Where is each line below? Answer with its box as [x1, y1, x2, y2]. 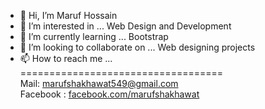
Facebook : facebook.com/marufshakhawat [19, 88, 200, 100]
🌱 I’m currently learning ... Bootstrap [19, 31, 169, 42]
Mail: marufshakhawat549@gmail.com [19, 78, 179, 89]
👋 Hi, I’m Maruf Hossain [19, 10, 118, 21]
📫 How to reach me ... [19, 53, 113, 64]
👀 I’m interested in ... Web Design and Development [19, 20, 232, 32]
